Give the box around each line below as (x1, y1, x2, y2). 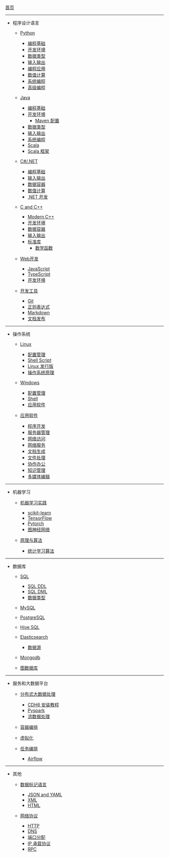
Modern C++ (27, 214, 54, 219)
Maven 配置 (35, 118, 59, 124)
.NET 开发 (27, 194, 48, 200)
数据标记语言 (20, 781, 47, 787)
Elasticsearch (20, 634, 48, 640)
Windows (20, 380, 40, 385)
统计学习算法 (27, 548, 54, 554)
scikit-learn (27, 510, 51, 516)
